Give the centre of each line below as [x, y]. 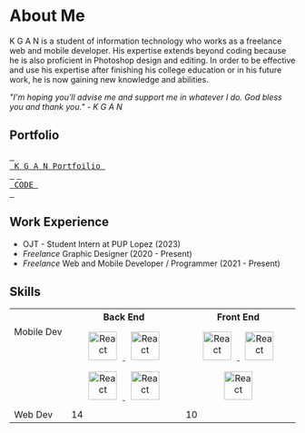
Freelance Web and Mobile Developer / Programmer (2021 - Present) [152, 263]
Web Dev [33, 415]
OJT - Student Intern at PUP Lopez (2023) [102, 244]
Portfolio [34, 136]
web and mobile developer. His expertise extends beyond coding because [148, 50]
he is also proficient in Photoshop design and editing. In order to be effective [152, 60]
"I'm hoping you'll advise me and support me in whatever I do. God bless [146, 97]
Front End [238, 317]
